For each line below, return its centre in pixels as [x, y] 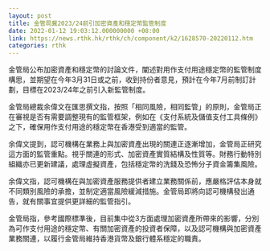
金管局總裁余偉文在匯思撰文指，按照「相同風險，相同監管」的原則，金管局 [131, 107]
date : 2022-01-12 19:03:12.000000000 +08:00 [84, 31]
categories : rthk [37, 46]
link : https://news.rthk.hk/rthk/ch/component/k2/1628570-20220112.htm [131, 38]
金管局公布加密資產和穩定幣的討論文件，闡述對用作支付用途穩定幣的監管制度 [135, 70]
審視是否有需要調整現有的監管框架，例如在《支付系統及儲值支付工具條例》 [138, 117]
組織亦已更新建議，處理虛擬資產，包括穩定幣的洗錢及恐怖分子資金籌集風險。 [135, 164]
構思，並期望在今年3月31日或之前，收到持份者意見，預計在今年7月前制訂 [129, 80]
